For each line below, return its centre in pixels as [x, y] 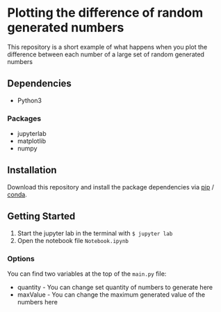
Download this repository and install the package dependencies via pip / [110, 187]
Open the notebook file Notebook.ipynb [73, 240]
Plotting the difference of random [105, 13]
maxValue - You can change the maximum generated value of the [111, 295]
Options [21, 258]
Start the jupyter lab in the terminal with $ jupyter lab [95, 233]
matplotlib [32, 141]
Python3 [29, 100]
